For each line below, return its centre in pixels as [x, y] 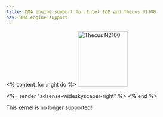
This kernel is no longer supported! [49, 107]
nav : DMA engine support [37, 17]
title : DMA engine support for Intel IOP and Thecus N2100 [81, 12]
